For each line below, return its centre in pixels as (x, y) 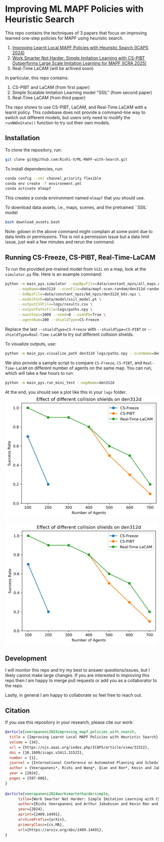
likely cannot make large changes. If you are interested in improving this (77, 675)
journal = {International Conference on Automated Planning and (76, 763)
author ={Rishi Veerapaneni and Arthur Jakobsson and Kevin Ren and (88, 804)
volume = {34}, (25, 742)
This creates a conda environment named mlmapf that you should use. (75, 198)
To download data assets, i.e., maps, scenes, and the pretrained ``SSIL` (77, 207)
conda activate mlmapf (28, 189)
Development (26, 658)
